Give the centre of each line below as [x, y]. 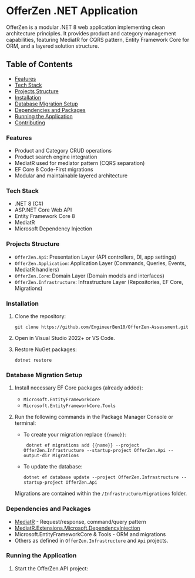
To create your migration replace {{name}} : [75, 435]
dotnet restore [33, 360]
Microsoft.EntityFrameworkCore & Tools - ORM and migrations [90, 534]
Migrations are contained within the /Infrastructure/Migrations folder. [101, 494]
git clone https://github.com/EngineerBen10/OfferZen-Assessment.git [102, 327]
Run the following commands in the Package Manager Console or [94, 417]
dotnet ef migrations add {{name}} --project [83, 445]
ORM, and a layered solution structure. [53, 46]
